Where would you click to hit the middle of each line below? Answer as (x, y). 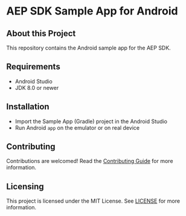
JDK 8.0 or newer (37, 87)
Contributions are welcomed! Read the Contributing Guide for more (90, 161)
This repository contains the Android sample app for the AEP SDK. (88, 48)
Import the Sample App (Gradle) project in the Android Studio (91, 121)
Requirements (33, 67)
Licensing (25, 186)
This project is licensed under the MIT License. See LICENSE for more (93, 201)
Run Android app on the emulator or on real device (77, 127)
